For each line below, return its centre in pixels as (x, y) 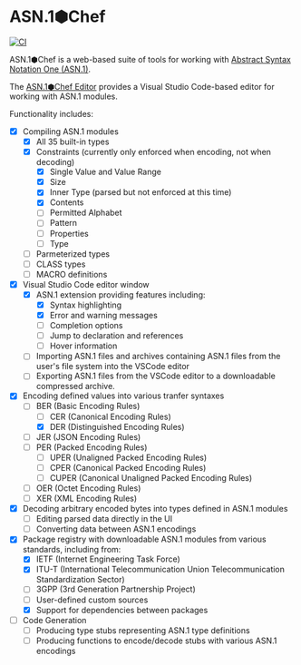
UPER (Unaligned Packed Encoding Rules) (128, 457)
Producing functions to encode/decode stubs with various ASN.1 (156, 641)
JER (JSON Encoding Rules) (88, 436)
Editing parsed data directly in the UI (104, 519)
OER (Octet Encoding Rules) (88, 488)
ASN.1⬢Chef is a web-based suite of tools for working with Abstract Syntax (150, 59)
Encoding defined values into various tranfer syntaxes (123, 396)
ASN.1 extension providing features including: (121, 294)
